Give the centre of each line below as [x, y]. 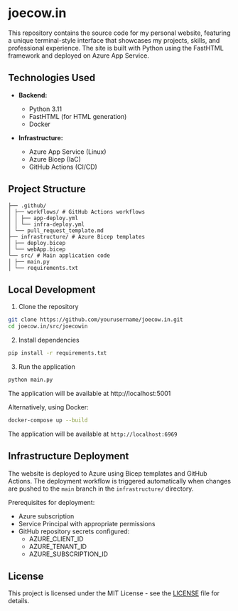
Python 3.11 [45, 109]
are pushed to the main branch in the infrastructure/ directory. [101, 489]
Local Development [52, 289]
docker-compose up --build [48, 420]
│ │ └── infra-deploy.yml [46, 224]
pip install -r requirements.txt [58, 353]
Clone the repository [48, 307]
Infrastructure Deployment [69, 456]
